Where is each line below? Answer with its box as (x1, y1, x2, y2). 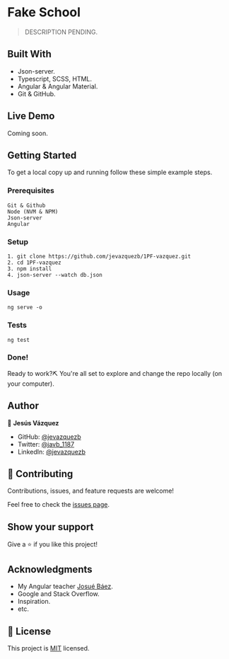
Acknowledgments (7, 563, 93, 575)
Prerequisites (7, 185, 54, 195)
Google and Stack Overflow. (17, 590, 100, 598)
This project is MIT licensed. (7, 643, 90, 652)
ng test (7, 336, 30, 343)
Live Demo (7, 110, 55, 122)
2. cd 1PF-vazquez (7, 259, 61, 266)
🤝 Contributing (7, 468, 74, 480)
